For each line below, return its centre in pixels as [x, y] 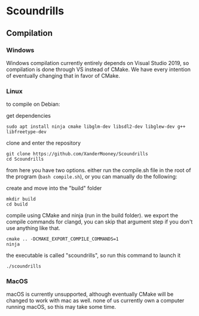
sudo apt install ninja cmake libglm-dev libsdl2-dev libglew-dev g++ [96, 127]
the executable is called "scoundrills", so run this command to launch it [94, 256]
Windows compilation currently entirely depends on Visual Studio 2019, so [98, 63]
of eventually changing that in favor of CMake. [63, 75]
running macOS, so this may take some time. [61, 307]
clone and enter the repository [44, 143]
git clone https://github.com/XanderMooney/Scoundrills [77, 154]
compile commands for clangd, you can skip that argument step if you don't [99, 222]
